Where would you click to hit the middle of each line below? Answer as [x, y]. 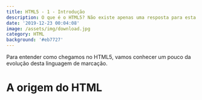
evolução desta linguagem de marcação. [57, 63]
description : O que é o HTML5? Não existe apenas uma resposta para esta [101, 17]
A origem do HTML [54, 88]
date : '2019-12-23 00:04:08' [43, 23]
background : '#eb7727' [35, 40]
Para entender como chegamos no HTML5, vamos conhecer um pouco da [99, 57]
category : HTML [25, 34]
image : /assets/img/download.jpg [48, 29]
